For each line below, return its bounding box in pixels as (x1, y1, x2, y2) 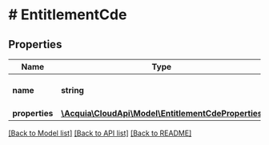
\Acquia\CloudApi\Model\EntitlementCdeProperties (61, 108, 263, 119)
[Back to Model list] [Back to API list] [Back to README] (8, 128, 192, 138)
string (61, 85, 84, 95)
